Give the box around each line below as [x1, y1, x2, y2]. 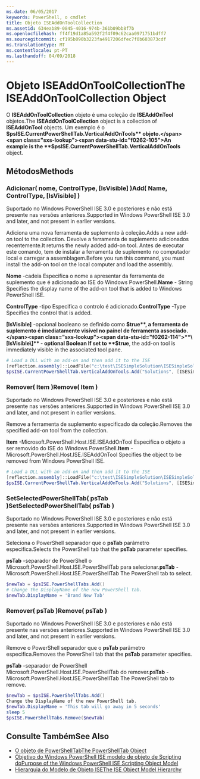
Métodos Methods [6, 166, 74, 176]
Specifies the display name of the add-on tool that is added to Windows [6, 285, 182, 292]
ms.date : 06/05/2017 [6, 8, 58, 15]
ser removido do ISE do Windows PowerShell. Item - [6, 445, 133, 452]
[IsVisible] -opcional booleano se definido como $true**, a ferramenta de [6, 321, 189, 328]
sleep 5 [6, 709, 26, 715]
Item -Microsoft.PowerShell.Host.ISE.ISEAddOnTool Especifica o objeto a [6, 438, 186, 445]
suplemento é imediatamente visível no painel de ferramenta [6, 327, 160, 334]
